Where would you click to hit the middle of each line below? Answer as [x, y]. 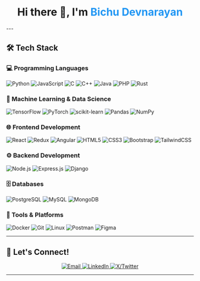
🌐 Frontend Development [43, 127]
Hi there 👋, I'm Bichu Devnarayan [100, 12]
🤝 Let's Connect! [38, 252]
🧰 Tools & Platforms [35, 214]
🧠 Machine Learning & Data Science [59, 99]
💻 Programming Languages [47, 68]
